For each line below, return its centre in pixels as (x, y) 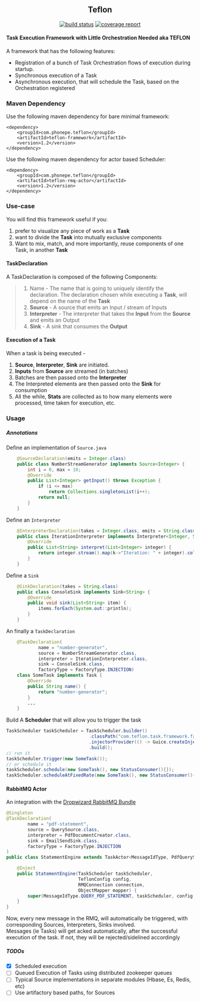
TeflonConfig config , (105, 879)
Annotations (22, 433)
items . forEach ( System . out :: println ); (85, 609)
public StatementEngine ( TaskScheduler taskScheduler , (85, 874)
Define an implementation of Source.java (57, 448)
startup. (24, 69)
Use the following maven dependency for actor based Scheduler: (86, 159)
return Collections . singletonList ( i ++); (99, 492)
